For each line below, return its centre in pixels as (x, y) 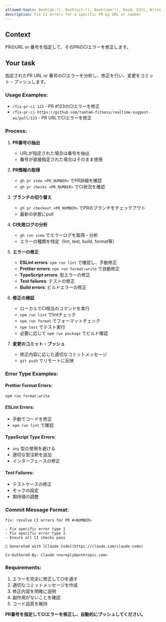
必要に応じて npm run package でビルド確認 (64, 333)
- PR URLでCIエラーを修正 (65, 118)
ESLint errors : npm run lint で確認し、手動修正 (68, 262)
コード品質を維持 (30, 604)
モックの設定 (25, 490)
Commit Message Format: (37, 510)
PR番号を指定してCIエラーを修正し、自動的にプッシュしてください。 (75, 614)
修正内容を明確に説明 (34, 591)
